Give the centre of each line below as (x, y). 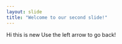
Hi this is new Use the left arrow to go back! (61, 34)
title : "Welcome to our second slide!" (57, 17)
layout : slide (24, 12)
